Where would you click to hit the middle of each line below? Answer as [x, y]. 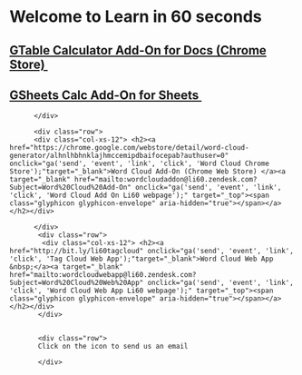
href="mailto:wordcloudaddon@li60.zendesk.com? [166, 180]
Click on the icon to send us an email [113, 347]
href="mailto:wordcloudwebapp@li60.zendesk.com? [103, 275]
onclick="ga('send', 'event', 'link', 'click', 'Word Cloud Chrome [140, 164]
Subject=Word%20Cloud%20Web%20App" [77, 283]
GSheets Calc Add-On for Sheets [104, 95]
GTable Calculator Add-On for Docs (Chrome [138, 50]
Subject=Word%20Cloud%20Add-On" [70, 188]
